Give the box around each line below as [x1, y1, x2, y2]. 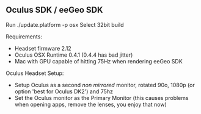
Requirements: [5, 33, 42, 40]
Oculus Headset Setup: [5, 69, 64, 77]
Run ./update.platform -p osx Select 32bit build [5, 21, 124, 28]
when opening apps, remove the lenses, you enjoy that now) [14, 101, 167, 108]
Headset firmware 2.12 [14, 45, 71, 52]
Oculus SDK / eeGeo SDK [5, 5, 103, 15]
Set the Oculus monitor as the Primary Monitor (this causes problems [14, 94, 189, 101]
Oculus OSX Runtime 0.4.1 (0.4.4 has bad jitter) [14, 51, 133, 59]
